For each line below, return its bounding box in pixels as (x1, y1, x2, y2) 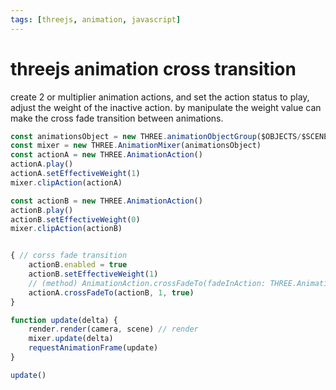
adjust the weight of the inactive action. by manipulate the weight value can (10, 101, 322, 113)
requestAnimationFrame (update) (28, 343, 159, 353)
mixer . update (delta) (28, 334, 114, 344)
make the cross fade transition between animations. (10, 112, 224, 124)
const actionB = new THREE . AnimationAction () (10, 196, 203, 206)
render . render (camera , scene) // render (28, 324, 199, 335)
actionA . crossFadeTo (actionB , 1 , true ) (28, 287, 195, 298)
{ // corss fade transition (10, 251, 128, 261)
